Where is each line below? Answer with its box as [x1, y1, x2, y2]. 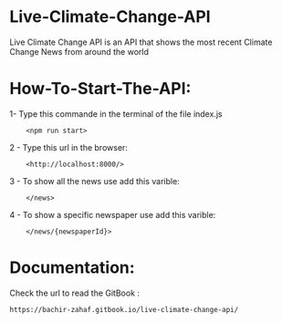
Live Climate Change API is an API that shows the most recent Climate [9, 36, 273, 47]
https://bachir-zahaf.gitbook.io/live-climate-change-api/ [9, 305, 239, 314]
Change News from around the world [9, 46, 149, 57]
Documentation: [9, 257, 135, 278]
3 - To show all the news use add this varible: [9, 175, 180, 186]
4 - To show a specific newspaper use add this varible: [9, 209, 216, 220]
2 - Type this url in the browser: [9, 141, 128, 152]
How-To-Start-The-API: [9, 78, 192, 99]
